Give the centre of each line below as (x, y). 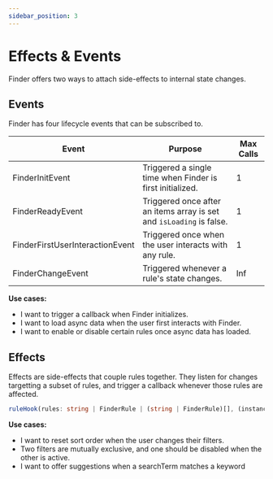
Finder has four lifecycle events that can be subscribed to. (106, 124)
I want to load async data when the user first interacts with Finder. (131, 323)
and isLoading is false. (185, 222)
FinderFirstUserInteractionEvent (74, 245)
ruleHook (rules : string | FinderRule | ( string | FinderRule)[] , (121, 409)
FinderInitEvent (41, 178)
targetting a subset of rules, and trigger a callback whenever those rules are (136, 385)
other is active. (45, 458)
